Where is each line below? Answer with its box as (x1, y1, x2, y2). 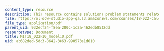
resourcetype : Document (5, 30, 54, 34)
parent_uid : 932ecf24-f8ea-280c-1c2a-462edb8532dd (5, 25, 110, 30)
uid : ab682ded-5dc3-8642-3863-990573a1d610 (5, 39, 95, 44)
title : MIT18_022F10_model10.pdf (5, 34, 73, 39)
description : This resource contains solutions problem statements (5, 12, 145, 17)
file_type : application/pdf (5, 20, 62, 26)
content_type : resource (5, 7, 54, 12)
